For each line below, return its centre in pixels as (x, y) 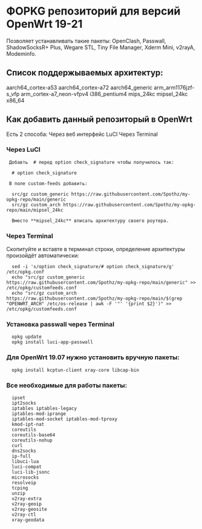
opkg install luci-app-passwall (53, 342)
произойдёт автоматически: (43, 255)
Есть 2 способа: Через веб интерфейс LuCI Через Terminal (82, 134)
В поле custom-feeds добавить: (48, 183)
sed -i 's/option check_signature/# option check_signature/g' (93, 267)
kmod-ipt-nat (28, 425)
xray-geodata (28, 520)
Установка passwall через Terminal (60, 325)
